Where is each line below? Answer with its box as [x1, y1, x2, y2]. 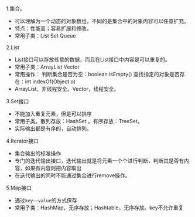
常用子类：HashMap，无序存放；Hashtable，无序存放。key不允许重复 [14, 204, 184, 211]
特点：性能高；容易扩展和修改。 [14, 25, 92, 32]
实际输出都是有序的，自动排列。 [14, 125, 92, 132]
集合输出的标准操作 [14, 150, 61, 157]
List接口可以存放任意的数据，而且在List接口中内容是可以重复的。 [14, 56, 171, 63]
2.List [6, 44, 19, 51]
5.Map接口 [6, 184, 32, 191]
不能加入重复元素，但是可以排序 [14, 110, 92, 117]
